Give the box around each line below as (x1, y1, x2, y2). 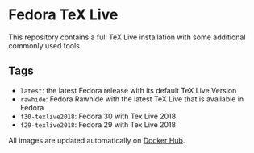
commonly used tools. (8, 40, 82, 50)
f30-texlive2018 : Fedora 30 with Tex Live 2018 (19, 111, 177, 121)
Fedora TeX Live (8, 6, 119, 24)
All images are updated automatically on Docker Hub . (8, 135, 185, 145)
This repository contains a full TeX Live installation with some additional (8, 32, 246, 42)
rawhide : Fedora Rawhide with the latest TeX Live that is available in (19, 94, 244, 104)
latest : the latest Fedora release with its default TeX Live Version (19, 85, 237, 95)
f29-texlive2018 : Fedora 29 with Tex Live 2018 (19, 119, 176, 130)
